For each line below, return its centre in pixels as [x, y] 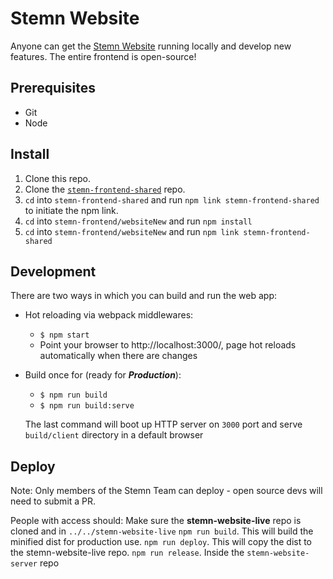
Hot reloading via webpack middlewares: [109, 315]
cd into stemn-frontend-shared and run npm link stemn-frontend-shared [172, 199]
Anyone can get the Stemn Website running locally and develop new [151, 46]
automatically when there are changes [118, 356]
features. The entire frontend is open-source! [103, 56]
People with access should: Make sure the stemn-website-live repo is [156, 521]
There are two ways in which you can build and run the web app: [144, 296]
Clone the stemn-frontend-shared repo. [105, 189]
